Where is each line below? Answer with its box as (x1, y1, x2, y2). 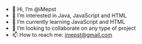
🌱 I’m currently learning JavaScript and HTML (11, 18, 125, 25)
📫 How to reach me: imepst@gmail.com (11, 32, 113, 38)
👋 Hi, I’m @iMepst (11, 6, 57, 12)
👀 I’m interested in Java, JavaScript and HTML (11, 12, 127, 19)
